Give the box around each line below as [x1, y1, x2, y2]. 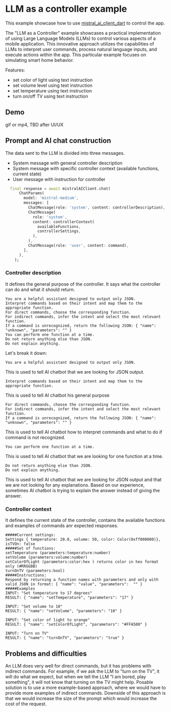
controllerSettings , [37, 228, 81, 234]
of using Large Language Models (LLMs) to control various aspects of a [5, 35, 156, 41]
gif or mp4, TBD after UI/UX [5, 121, 64, 128]
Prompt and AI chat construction [5, 136, 111, 145]
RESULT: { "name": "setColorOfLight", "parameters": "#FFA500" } [5, 622, 147, 627]
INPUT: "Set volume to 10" [5, 604, 63, 609]
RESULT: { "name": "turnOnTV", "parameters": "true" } [5, 635, 125, 640]
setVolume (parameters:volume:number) [5, 555, 88, 560]
